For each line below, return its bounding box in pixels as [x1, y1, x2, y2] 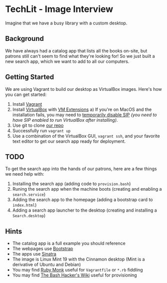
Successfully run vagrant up [12, 127, 71, 133]
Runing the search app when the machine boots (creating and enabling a [12, 186, 162, 192]
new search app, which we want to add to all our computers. [5, 58, 130, 64]
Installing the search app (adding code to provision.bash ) [12, 181, 131, 187]
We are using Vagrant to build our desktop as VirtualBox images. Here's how [5, 86, 162, 92]
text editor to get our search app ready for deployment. [12, 138, 126, 144]
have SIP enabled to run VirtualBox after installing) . [12, 117, 118, 123]
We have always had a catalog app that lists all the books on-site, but [5, 47, 148, 53]
